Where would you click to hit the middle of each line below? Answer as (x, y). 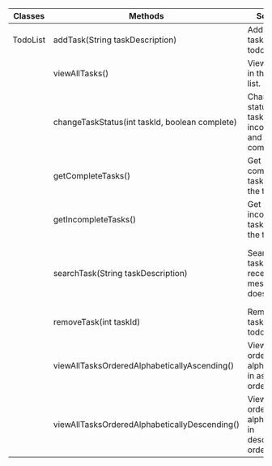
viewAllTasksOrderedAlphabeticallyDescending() (147, 424)
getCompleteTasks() (92, 176)
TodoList (29, 40)
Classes (29, 16)
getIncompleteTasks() (95, 220)
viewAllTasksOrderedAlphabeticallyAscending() (144, 366)
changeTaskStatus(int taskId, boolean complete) (145, 122)
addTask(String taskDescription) (115, 40)
